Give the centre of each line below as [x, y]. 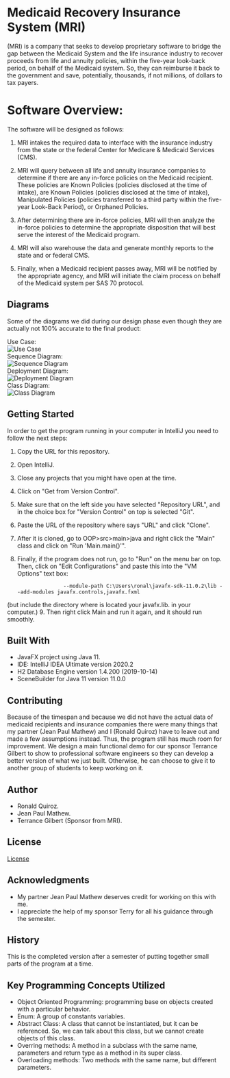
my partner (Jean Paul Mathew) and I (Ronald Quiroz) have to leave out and [114, 732]
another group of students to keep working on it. [75, 768]
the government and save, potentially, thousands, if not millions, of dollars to [115, 75]
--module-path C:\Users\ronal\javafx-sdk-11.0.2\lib [140, 586]
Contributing [35, 700]
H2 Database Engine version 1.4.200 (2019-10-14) [87, 672]
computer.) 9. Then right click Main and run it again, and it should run [105, 612]
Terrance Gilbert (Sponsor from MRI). [69, 820]
